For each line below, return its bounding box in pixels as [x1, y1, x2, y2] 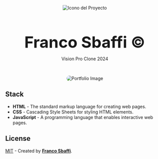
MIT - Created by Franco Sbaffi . [5, 147, 72, 154]
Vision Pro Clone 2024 [61, 56, 109, 62]
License [5, 134, 31, 143]
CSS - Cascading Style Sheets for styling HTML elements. [12, 109, 134, 115]
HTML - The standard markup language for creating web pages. [12, 103, 146, 109]
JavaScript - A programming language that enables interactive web [12, 114, 153, 120]
